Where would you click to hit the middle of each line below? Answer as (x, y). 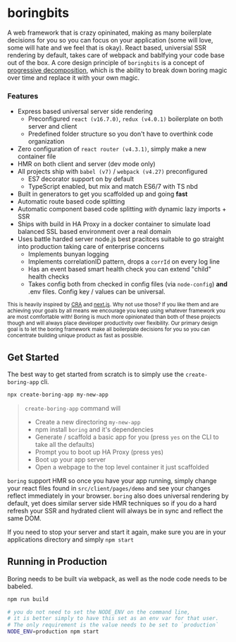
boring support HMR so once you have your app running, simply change (112, 480)
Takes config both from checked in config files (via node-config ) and (128, 284)
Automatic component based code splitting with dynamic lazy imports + (122, 209)
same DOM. (25, 518)
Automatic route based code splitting (71, 202)
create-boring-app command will (73, 408)
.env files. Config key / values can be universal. (97, 292)
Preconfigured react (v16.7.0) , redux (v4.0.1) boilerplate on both (125, 119)
